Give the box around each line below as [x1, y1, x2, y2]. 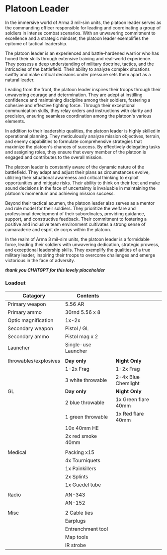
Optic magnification [7, 317, 54, 324]
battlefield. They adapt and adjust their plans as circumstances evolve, [5, 169, 150, 175]
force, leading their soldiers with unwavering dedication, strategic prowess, [5, 241, 160, 247]
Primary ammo [7, 309, 42, 316]
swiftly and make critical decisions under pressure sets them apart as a [5, 71, 151, 77]
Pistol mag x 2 [65, 333, 98, 340]
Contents [77, 292, 99, 299]
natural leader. [5, 77, 35, 83]
